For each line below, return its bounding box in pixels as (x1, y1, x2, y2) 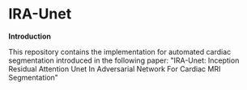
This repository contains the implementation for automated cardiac (8, 47, 232, 56)
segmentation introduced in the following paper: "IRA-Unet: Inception (8, 55, 240, 65)
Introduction (8, 31, 51, 41)
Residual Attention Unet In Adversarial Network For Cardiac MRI (8, 63, 221, 73)
